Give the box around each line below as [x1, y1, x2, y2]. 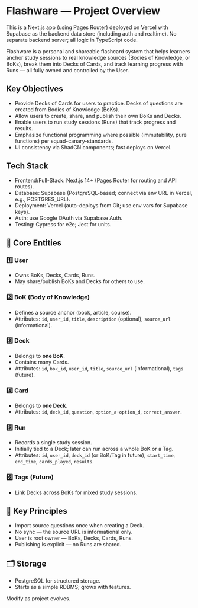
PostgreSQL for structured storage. [14, 577, 100, 584]
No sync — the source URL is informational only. [14, 528, 133, 535]
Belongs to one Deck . [14, 402, 68, 409]
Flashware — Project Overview [6, 4, 161, 18]
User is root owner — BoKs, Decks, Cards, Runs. [14, 535, 133, 542]
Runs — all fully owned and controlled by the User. [6, 66, 129, 73]
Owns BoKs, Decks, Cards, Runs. [14, 271, 96, 279]
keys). [14, 208, 30, 215]
